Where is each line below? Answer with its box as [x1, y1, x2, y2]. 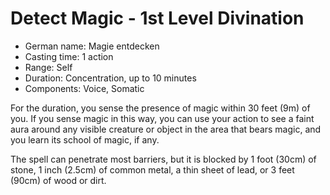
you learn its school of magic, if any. [10, 133, 160, 146]
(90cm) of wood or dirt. [10, 174, 107, 186]
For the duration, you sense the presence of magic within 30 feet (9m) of [10, 102, 311, 114]
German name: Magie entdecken [24, 40, 160, 52]
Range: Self [24, 61, 73, 73]
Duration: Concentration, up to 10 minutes [24, 72, 197, 84]
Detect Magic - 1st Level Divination [10, 7, 305, 30]
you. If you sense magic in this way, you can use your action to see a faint [10, 112, 315, 124]
